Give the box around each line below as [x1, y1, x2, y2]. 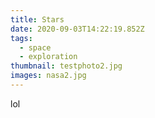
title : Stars [10, 14, 65, 25]
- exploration [19, 52, 78, 62]
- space [19, 42, 52, 53]
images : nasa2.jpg [10, 71, 87, 81]
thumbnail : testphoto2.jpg [10, 61, 123, 71]
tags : [10, 33, 33, 43]
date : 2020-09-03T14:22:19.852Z [10, 24, 145, 34]
